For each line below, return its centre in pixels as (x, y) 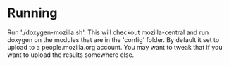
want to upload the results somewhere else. (71, 55)
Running (32, 13)
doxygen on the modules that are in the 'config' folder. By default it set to (113, 39)
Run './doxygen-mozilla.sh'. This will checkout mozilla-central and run (108, 32)
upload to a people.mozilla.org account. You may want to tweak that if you (115, 47)
